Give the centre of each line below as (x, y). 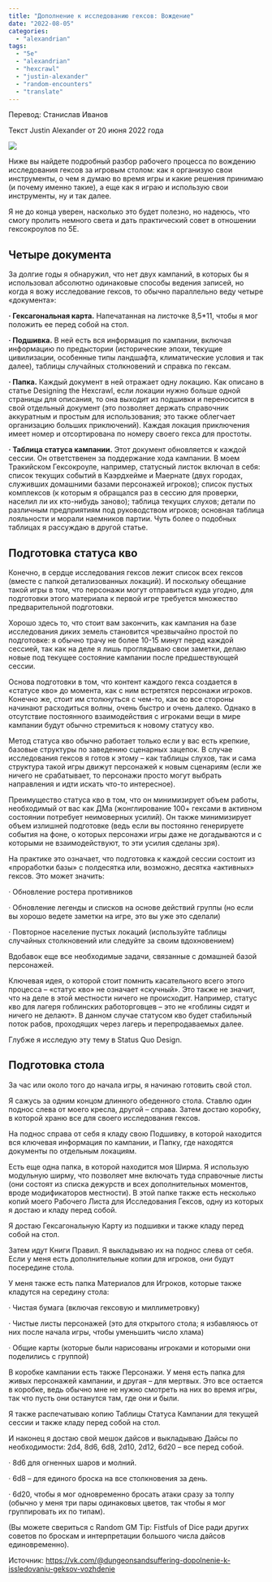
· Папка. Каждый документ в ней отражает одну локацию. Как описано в (136, 382)
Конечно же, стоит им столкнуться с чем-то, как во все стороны (121, 699)
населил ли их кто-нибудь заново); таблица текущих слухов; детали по (132, 502)
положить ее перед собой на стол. (69, 325)
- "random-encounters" (54, 84)
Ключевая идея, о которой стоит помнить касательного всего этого (127, 981)
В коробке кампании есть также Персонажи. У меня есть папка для (127, 1372)
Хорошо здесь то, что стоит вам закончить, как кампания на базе (123, 623)
